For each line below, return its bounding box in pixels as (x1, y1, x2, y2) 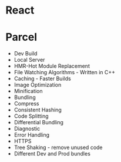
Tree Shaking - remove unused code (14, 144, 103, 151)
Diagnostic (14, 125, 41, 133)
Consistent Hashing (14, 107, 62, 114)
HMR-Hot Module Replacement (14, 62, 90, 70)
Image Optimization (14, 81, 62, 88)
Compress (14, 100, 39, 107)
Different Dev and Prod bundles (14, 150, 90, 157)
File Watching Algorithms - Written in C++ (14, 69, 116, 76)
